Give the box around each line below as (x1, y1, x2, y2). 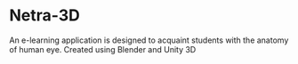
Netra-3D (9, 5, 80, 26)
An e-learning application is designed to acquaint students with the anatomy (9, 35, 289, 45)
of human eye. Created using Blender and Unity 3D (9, 44, 197, 54)
